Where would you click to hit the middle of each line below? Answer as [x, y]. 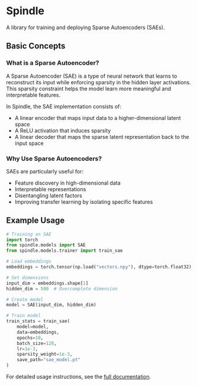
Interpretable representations [50, 189]
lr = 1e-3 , [28, 349]
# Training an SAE [29, 234]
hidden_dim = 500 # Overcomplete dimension [62, 289]
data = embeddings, [38, 332]
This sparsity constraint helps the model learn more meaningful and [89, 88]
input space [29, 143]
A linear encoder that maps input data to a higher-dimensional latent [98, 118]
